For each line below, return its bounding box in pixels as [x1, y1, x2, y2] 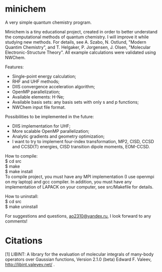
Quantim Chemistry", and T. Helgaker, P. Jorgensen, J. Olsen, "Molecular [5, 44, 151, 50]
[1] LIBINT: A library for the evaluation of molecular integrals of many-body [5, 251, 154, 257]
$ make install [5, 168, 33, 174]
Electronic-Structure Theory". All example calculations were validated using [5, 49, 156, 55]
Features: [5, 64, 24, 70]
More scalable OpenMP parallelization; [12, 128, 90, 134]
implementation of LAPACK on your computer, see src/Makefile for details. [5, 184, 154, 190]
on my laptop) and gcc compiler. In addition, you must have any [5, 178, 132, 185]
